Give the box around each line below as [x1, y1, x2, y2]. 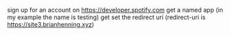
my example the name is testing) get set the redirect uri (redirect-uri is [7, 13, 206, 21]
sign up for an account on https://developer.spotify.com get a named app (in [7, 6, 223, 14]
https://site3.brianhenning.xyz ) [7, 21, 95, 28]
